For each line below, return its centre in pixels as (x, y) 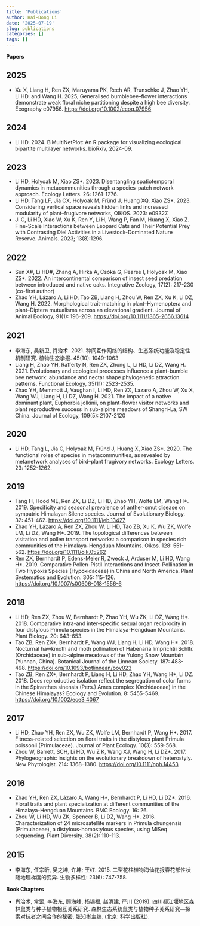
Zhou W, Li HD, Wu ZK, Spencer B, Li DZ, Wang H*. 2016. (85, 817)
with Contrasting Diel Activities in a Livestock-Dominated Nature (94, 232)
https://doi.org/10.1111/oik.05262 (67, 552)
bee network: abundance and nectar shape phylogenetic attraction (97, 377)
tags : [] (17, 39)
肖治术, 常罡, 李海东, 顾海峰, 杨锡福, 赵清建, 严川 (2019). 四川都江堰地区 (102, 901)
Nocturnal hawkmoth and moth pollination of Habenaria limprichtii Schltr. (104, 648)
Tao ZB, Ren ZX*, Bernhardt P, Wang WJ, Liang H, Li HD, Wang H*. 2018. (104, 642)
